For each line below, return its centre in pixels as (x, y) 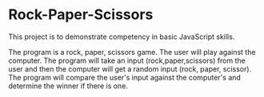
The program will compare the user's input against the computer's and (125, 77)
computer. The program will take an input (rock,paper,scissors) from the (127, 60)
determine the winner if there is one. (68, 86)
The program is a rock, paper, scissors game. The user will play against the (132, 52)
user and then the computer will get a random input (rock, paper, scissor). (130, 68)
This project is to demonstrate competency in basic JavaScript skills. (122, 37)
